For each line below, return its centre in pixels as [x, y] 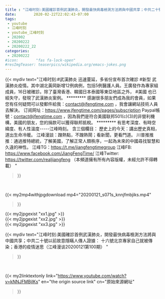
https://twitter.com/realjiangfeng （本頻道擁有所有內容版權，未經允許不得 [79, 160]
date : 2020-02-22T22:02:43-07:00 [47, 14]
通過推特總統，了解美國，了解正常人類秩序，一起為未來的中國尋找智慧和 [87, 141]
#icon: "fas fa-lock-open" [41, 60]
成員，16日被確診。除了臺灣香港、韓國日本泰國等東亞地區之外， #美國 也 [79, 92]
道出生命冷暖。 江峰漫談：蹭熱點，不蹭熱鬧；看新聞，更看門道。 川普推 [77, 135]
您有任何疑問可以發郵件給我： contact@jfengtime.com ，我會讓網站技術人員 [82, 104]
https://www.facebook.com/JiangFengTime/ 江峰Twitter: [62, 153]
